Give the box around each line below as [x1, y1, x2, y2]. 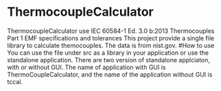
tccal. [7, 77, 23, 86]
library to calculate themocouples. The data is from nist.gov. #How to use [7, 41, 215, 49]
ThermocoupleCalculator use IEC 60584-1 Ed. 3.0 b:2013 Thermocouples [7, 27, 215, 35]
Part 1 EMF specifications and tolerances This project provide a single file [7, 34, 215, 42]
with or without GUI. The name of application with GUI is [7, 63, 166, 71]
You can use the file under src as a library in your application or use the [7, 49, 209, 57]
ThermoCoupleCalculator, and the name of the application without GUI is [7, 70, 213, 79]
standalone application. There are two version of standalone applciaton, [7, 55, 211, 64]
